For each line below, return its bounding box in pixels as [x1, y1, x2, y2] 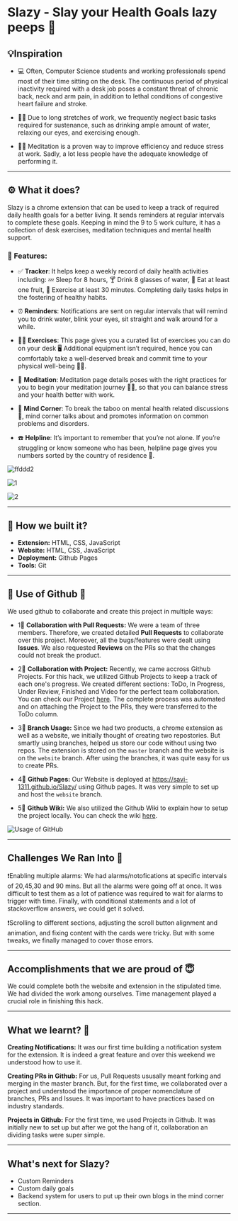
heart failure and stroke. [17, 100, 88, 108]
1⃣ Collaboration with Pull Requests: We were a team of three [17, 621, 200, 629]
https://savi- [152, 775, 188, 783]
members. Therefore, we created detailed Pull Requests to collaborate [17, 628, 225, 636]
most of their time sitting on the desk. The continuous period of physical [17, 77, 229, 85]
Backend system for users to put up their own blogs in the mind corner [17, 1191, 225, 1200]
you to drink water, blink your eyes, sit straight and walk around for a [17, 315, 218, 323]
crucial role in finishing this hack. [7, 997, 104, 1006]
